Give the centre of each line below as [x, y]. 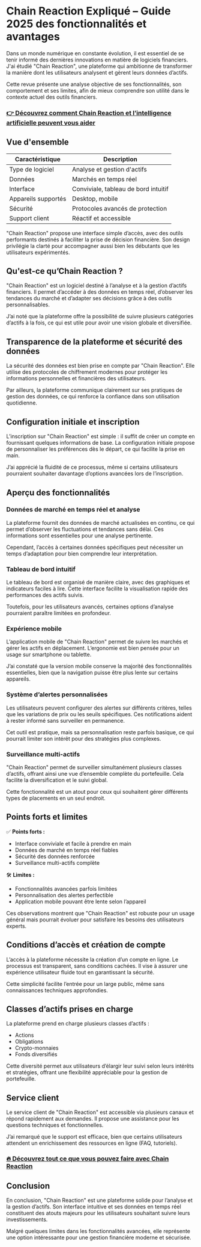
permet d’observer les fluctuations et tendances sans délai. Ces [85, 529]
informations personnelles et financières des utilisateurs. [76, 379]
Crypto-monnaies [37, 1048]
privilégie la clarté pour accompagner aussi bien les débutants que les [93, 246]
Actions [24, 1035]
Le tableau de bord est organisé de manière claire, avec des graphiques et [98, 583]
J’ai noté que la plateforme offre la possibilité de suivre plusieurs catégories [100, 317]
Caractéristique [38, 159]
